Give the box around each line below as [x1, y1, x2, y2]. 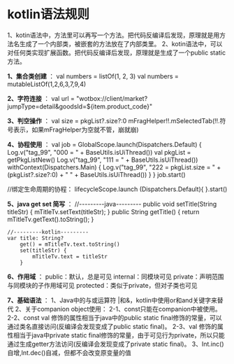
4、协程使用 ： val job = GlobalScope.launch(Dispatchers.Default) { [7, 140, 202, 148]
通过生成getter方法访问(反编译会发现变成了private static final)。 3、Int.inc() [7, 339, 224, 348]
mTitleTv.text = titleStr [32, 253, 108, 260]
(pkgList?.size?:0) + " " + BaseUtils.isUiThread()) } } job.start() [7, 170, 187, 178]
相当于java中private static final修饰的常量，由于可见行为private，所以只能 [13, 330, 225, 339]
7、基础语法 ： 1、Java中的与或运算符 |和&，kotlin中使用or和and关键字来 [7, 295, 218, 304]
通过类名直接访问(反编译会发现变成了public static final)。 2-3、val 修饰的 [7, 322, 218, 330]
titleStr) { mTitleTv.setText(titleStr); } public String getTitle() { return [7, 207, 200, 216]
